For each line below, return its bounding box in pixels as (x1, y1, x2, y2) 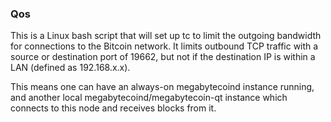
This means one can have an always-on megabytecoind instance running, (10, 81, 315, 93)
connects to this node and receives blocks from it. (10, 102, 217, 114)
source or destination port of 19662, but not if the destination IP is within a (10, 51, 316, 63)
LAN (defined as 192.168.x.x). (10, 62, 131, 74)
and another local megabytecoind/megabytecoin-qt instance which (10, 92, 288, 104)
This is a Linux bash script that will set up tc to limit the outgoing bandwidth (10, 30, 322, 42)
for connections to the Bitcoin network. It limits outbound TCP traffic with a (10, 40, 319, 52)
